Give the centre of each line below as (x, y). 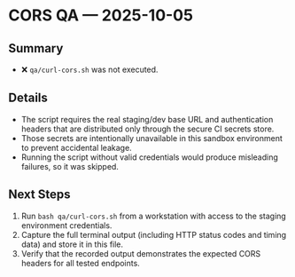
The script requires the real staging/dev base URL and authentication (147, 119)
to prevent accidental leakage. (76, 147)
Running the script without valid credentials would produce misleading (149, 157)
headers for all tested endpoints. (81, 263)
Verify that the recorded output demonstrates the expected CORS (141, 253)
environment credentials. (66, 225)
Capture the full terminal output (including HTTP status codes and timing (154, 234)
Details (28, 98)
